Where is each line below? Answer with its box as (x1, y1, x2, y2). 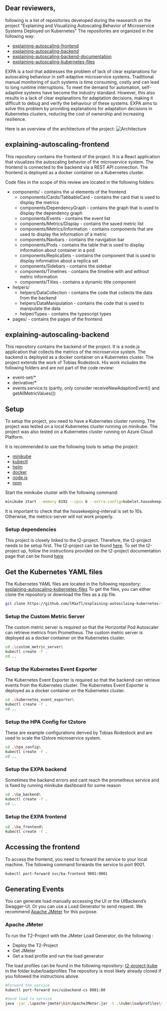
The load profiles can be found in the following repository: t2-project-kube (5, 963, 158, 969)
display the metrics (19, 199, 59, 205)
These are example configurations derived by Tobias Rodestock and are (5, 730, 153, 736)
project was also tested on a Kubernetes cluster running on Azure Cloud (5, 429, 153, 435)
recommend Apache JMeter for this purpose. (5, 909, 98, 915)
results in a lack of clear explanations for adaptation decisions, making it (5, 95, 153, 101)
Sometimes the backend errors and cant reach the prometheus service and (5, 777, 160, 783)
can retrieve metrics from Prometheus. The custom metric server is (5, 630, 143, 636)
